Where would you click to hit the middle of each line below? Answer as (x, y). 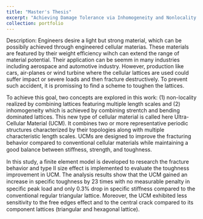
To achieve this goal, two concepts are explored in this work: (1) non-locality (101, 97)
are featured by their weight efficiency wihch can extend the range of (93, 54)
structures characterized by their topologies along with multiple (85, 130)
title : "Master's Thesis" (39, 12)
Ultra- (182, 117)
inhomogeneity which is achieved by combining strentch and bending (93, 111)
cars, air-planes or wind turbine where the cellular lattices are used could (98, 73)
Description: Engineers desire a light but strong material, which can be (94, 41)
